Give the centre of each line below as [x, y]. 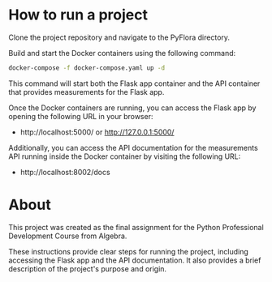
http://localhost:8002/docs [65, 172]
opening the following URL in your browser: [81, 116]
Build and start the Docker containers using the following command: [122, 53]
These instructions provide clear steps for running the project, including [129, 251]
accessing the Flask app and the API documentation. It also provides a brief [135, 260]
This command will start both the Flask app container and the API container [134, 83]
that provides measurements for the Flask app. [86, 92]
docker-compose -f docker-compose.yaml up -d [86, 68]
